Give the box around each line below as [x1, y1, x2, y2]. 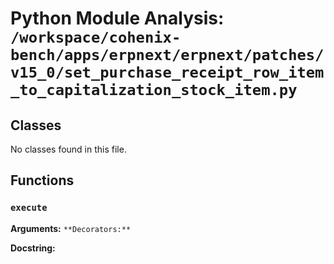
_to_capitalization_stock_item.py [10, 81, 298, 100]
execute [10, 202, 48, 214]
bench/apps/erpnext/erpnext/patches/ [10, 46, 325, 65]
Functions [10, 172, 75, 189]
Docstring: [10, 242, 56, 254]
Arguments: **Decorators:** [10, 222, 132, 234]
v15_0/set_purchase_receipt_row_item [10, 63, 325, 82]
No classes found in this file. [10, 143, 127, 155]
